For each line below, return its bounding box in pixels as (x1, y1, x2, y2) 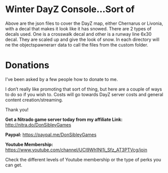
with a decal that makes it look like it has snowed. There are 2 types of (5, 25, 152, 31)
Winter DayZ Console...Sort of (5, 4, 135, 15)
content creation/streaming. (5, 97, 63, 103)
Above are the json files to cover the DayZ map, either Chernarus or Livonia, (5, 20, 163, 26)
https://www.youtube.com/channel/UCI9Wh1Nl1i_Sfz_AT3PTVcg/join (5, 147, 147, 153)
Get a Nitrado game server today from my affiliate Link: (5, 116, 123, 122)
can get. (5, 162, 23, 168)
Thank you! (5, 106, 29, 112)
